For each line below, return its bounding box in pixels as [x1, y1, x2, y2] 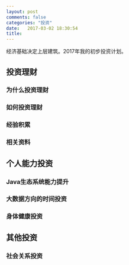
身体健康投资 [6, 212, 43, 221]
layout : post [6, 8, 38, 15]
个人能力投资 [6, 158, 53, 168]
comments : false [6, 14, 46, 20]
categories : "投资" [6, 20, 53, 25]
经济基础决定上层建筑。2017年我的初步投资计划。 [6, 48, 127, 55]
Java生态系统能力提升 [6, 177, 69, 186]
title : [6, 31, 22, 37]
